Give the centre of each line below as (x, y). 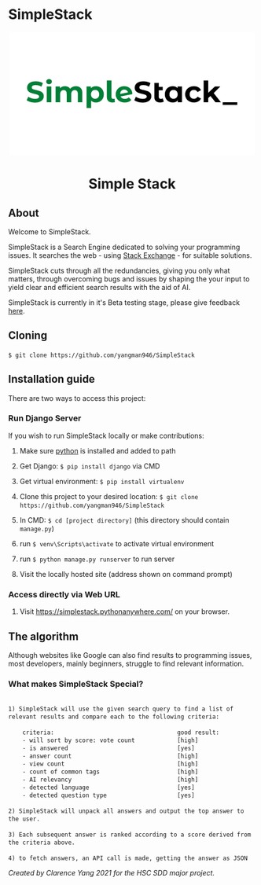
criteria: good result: (121, 733)
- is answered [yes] (108, 748)
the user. (24, 819)
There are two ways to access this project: (77, 398)
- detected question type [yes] (108, 795)
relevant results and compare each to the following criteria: (114, 717)
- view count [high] (110, 764)
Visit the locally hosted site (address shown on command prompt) (126, 574)
